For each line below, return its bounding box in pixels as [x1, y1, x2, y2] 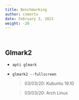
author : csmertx [5, 12, 38, 17]
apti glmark [12, 62, 37, 68]
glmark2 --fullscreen [12, 72, 56, 77]
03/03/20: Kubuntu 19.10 [24, 80, 75, 86]
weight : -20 [5, 21, 29, 26]
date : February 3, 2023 [5, 16, 54, 21]
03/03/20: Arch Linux [24, 90, 68, 96]
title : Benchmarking [5, 7, 48, 12]
